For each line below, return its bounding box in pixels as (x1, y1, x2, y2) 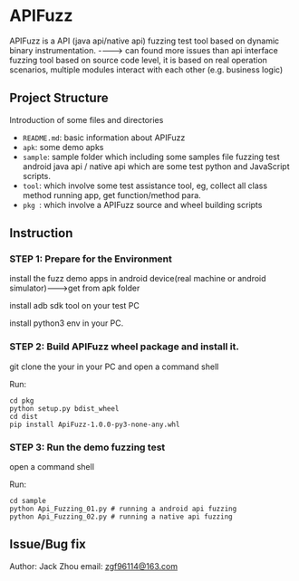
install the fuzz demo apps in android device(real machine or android (9, 273, 266, 284)
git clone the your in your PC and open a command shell (9, 361, 219, 372)
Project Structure (9, 90, 109, 106)
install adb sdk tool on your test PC (9, 300, 140, 311)
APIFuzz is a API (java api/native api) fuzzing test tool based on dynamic (9, 35, 280, 46)
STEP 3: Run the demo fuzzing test (9, 441, 166, 453)
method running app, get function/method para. (22, 189, 201, 200)
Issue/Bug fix (9, 537, 86, 552)
